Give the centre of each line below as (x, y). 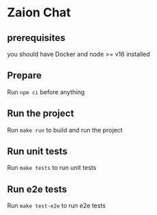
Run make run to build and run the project (65, 130)
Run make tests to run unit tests (52, 168)
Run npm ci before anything (46, 92)
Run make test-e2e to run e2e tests (57, 205)
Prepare (25, 75)
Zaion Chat (39, 13)
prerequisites (36, 38)
